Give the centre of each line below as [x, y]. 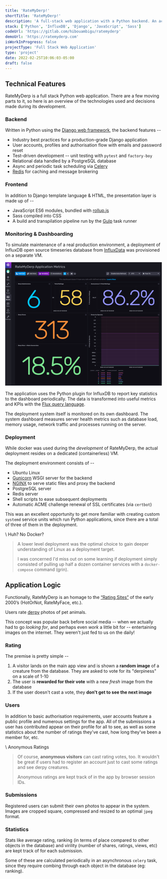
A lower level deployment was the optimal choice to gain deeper [83, 544]
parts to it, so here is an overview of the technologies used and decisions [80, 101]
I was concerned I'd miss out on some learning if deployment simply [87, 559]
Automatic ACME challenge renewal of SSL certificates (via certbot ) [82, 505]
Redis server [25, 494]
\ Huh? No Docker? [25, 534]
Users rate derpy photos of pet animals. [46, 612]
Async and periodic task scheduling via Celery [60, 166]
